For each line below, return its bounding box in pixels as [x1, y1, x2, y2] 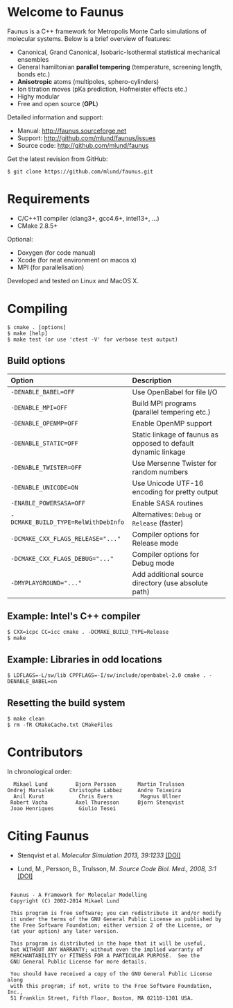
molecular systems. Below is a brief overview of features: [7, 34, 171, 42]
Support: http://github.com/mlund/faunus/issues [17, 133, 156, 142]
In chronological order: [7, 768, 72, 775]
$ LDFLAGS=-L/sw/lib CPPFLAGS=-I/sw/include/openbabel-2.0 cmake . [7, 672, 207, 679]
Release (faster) [132, 518, 184, 528]
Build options [7, 355, 66, 367]
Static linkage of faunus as [132, 430, 218, 439]
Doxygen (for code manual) [17, 248, 96, 257]
